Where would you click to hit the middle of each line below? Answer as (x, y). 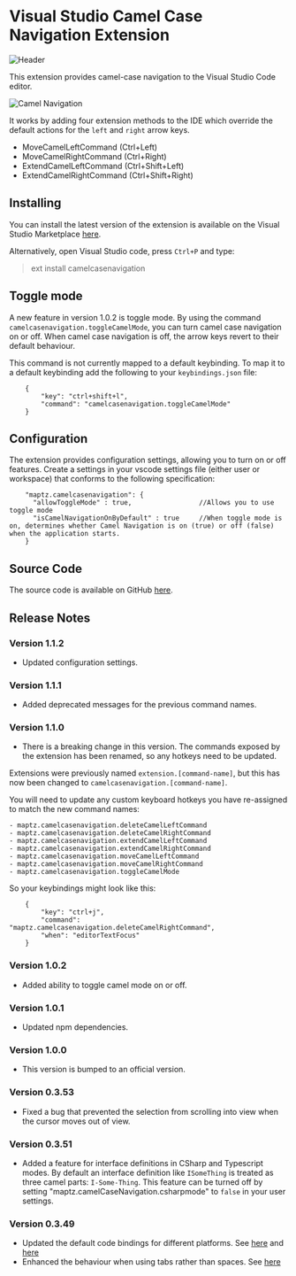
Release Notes (50, 618)
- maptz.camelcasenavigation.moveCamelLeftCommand (104, 856)
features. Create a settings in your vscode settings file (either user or (135, 469)
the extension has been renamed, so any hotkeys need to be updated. (149, 756)
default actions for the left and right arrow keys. (99, 129)
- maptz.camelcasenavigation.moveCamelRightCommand (106, 864)
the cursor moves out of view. (76, 1121)
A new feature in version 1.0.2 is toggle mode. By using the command (135, 317)
